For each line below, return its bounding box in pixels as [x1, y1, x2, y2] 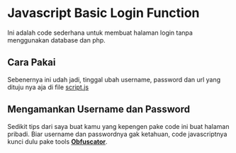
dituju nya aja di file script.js [7, 83, 89, 91]
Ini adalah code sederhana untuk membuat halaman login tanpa [7, 28, 193, 37]
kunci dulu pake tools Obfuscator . [7, 137, 108, 146]
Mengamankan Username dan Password [7, 103, 190, 115]
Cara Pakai [7, 57, 56, 69]
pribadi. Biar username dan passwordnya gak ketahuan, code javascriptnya [7, 130, 227, 138]
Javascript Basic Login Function [7, 5, 200, 21]
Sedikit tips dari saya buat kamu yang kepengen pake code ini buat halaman [7, 122, 230, 130]
